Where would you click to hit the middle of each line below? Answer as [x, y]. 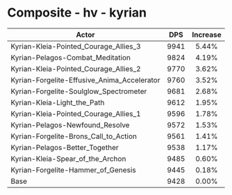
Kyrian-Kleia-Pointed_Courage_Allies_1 [76, 113]
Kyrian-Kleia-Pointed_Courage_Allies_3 [76, 46]
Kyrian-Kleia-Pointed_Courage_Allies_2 [76, 68]
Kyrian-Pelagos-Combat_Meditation [71, 57]
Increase [207, 35]
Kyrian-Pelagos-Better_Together [65, 147]
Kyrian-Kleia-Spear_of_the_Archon [68, 158]
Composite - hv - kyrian [77, 13]
